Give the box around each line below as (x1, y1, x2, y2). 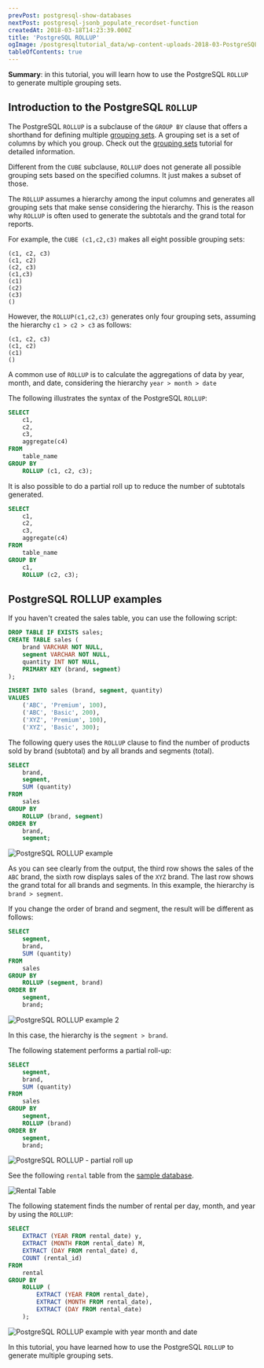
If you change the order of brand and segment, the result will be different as (8, 904, 254, 914)
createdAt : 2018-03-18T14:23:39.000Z (8, 26, 132, 34)
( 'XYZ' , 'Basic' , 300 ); (22, 723, 101, 731)
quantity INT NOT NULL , (22, 658, 101, 666)
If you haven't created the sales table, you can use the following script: (8, 613, 238, 623)
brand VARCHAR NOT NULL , (22, 643, 104, 651)
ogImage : (8, 41, 37, 49)
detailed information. (8, 146, 75, 156)
